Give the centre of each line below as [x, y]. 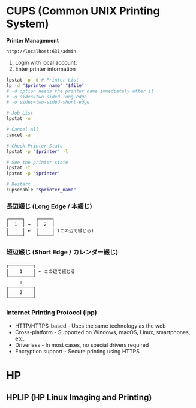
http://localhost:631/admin [41, 51]
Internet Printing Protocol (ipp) [52, 313]
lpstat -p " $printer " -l [37, 151]
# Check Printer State [34, 146]
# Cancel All [22, 130]
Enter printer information [45, 69]
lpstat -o [19, 119]
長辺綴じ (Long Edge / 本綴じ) [49, 206]
